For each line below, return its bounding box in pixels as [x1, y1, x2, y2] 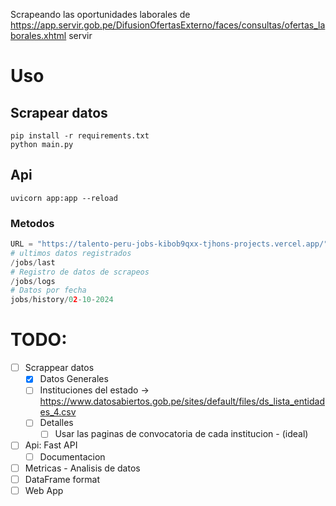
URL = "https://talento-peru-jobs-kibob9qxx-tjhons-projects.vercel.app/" [10, 239, 329, 249]
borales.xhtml [10, 30, 67, 41]
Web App [24, 484, 64, 496]
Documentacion [39, 450, 106, 463]
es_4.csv [39, 406, 77, 418]
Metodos [10, 216, 55, 230]
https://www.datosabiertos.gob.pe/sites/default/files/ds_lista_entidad [39, 395, 325, 408]
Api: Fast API [24, 439, 78, 451]
